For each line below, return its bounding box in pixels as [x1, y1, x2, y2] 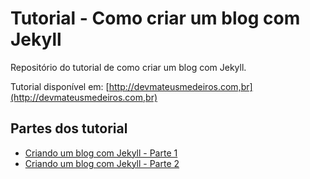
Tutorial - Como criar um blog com [10, 7, 301, 30]
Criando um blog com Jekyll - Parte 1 [24, 147, 178, 159]
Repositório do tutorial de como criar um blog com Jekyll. [10, 61, 247, 73]
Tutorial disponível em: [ [10, 80, 110, 92]
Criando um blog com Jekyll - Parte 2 [24, 157, 180, 169]
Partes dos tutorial [10, 120, 128, 137]
